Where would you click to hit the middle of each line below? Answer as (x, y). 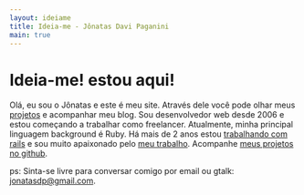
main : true (30, 35)
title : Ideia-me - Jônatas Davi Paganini (89, 26)
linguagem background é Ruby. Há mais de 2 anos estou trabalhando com (148, 134)
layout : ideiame (40, 18)
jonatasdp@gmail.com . (52, 181)
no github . (29, 154)
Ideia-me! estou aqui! (92, 80)
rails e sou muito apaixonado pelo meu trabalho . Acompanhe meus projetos (152, 144)
